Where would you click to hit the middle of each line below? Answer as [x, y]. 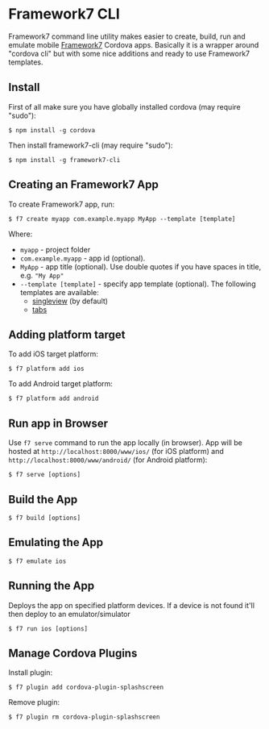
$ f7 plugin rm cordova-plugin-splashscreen [84, 717]
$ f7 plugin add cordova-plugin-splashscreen [86, 687]
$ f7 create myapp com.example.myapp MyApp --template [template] [122, 219]
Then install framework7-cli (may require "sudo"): [91, 145]
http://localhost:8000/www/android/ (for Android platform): [108, 460]
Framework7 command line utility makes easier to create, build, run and [127, 36]
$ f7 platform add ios [46, 369]
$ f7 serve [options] [45, 475]
